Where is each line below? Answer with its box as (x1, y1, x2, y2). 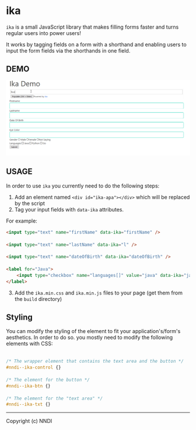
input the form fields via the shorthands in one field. (6, 47, 131, 54)
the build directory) (14, 295, 62, 302)
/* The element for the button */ (6, 377, 90, 383)
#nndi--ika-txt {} (6, 401, 51, 407)
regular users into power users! (6, 29, 82, 36)
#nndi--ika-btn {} (6, 383, 51, 389)
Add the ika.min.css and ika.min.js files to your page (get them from (14, 289, 183, 296)
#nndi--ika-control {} (6, 365, 61, 370)
